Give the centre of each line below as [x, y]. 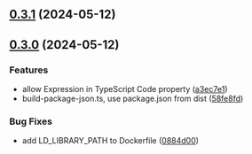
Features [29, 70]
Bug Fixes [31, 121]
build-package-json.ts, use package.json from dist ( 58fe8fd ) [133, 99]
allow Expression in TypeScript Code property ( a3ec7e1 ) [125, 89]
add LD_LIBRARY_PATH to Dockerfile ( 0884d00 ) [110, 141]
